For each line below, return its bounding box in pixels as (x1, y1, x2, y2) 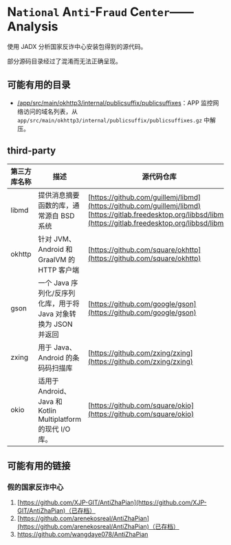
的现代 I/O (38, 424, 71, 434)
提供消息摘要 (38, 190, 80, 200)
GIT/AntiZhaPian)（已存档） (16, 506, 96, 515)
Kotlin (38, 405, 57, 415)
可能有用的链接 (7, 460, 71, 471)
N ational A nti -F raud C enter (7, 4, 170, 20)
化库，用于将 (38, 299, 80, 308)
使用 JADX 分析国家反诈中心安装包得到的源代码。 (7, 42, 147, 50)
